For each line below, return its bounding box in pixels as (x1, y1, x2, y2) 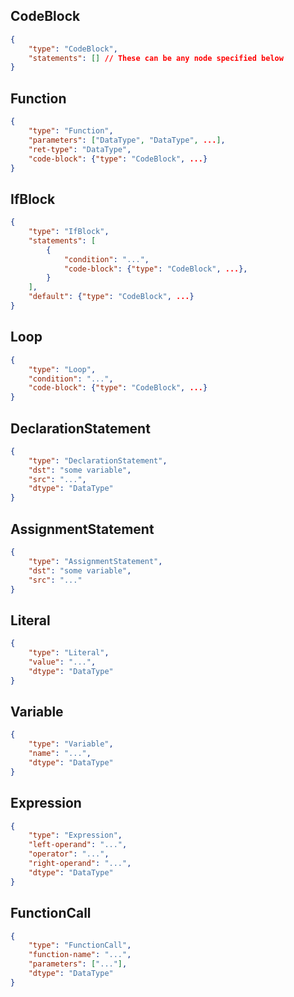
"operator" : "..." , (28, 849, 110, 859)
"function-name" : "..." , (28, 950, 132, 960)
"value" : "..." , (28, 657, 97, 667)
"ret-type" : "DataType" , (28, 144, 132, 154)
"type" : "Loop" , (28, 364, 97, 374)
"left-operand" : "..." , (28, 840, 128, 850)
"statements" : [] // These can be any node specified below (28, 53, 284, 63)
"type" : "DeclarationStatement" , (28, 455, 168, 466)
